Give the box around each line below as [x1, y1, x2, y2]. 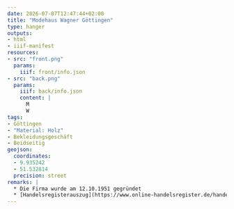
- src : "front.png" [7, 56, 64, 63]
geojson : [7, 146, 33, 153]
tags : [7, 114, 23, 121]
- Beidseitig [7, 140, 45, 147]
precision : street [13, 172, 68, 179]
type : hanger [7, 23, 45, 30]
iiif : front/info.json [19, 68, 86, 75]
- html [7, 36, 26, 43]
